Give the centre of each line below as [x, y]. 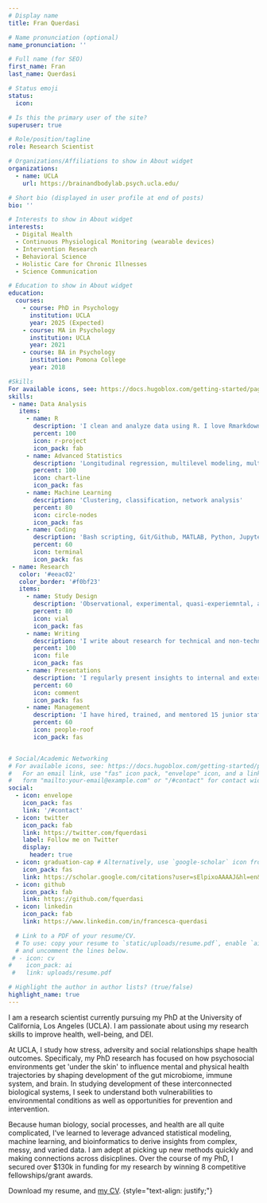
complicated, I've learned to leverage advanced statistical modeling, [120, 1133]
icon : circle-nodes [65, 515]
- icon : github [41, 884]
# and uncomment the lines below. [72, 950]
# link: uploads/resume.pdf [62, 973]
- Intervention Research [56, 249]
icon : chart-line [62, 478]
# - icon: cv [33, 958]
